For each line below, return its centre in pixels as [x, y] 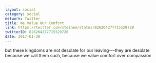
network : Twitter [23, 18]
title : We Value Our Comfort [35, 23]
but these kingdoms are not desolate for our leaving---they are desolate [77, 50]
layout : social [20, 9]
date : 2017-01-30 [23, 37]
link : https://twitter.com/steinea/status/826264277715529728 [69, 28]
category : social [23, 14]
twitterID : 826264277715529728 [37, 32]
